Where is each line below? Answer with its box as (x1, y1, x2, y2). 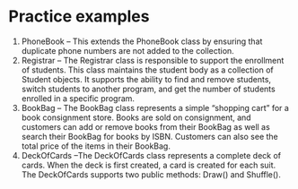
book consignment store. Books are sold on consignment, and (21, 112, 252, 123)
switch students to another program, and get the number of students (21, 83, 276, 94)
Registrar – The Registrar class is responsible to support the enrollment (21, 55, 285, 65)
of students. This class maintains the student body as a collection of (21, 64, 275, 75)
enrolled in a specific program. (21, 92, 136, 104)
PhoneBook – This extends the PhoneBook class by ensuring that (21, 36, 263, 47)
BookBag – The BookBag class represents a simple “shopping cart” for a (21, 102, 289, 113)
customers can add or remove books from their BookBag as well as (21, 121, 270, 132)
